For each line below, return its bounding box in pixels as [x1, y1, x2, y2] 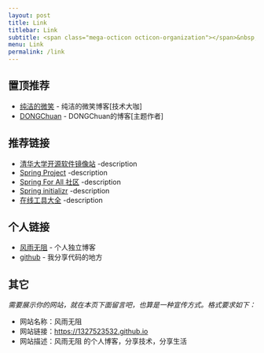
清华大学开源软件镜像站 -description [19, 159, 137, 168]
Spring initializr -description [19, 186, 110, 195]
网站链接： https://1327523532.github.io [19, 327, 148, 336]
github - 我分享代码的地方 [19, 252, 103, 262]
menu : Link [8, 41, 44, 49]
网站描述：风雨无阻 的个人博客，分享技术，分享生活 [19, 336, 187, 346]
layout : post [8, 11, 51, 20]
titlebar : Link [8, 26, 58, 34]
